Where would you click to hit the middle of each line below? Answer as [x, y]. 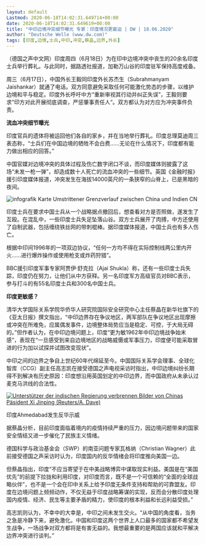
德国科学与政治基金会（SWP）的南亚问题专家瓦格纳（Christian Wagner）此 [101, 448]
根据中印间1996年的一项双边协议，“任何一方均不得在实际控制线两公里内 [96, 247]
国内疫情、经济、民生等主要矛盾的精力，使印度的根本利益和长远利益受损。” [100, 499]
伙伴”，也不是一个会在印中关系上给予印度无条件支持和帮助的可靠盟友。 [101, 484]
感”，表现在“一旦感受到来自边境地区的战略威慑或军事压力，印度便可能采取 [100, 340]
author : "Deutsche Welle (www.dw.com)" [57, 35]
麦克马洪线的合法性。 [33, 383]
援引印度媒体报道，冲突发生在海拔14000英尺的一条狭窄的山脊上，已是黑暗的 [103, 179]
